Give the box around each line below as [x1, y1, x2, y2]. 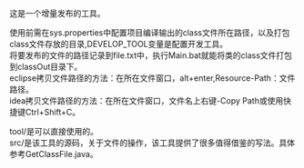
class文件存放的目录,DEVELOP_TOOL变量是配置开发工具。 [9, 39, 228, 49]
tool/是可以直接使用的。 [9, 126, 98, 136]
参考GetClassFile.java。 [9, 149, 98, 159]
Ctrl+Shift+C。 [25, 107, 81, 117]
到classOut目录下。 [9, 62, 83, 72]
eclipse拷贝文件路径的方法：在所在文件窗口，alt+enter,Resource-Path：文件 [9, 73, 296, 84]
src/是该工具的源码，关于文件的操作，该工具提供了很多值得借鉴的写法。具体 [9, 137, 296, 148]
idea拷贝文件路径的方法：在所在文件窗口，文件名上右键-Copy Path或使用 [9, 95, 284, 106]
